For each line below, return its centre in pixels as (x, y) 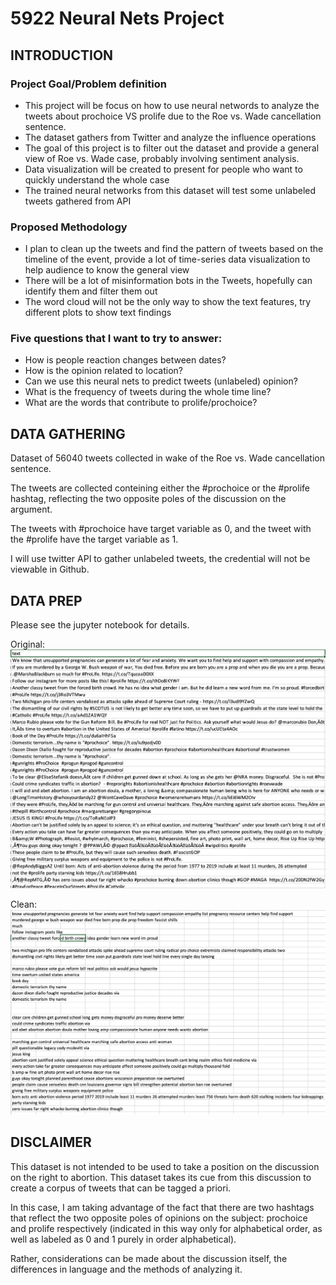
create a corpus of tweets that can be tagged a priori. (121, 1188)
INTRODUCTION (62, 55)
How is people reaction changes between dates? (125, 360)
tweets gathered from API (78, 201)
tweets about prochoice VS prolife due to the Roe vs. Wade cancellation (173, 116)
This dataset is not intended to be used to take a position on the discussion (165, 1166)
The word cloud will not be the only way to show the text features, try (168, 302)
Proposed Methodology (69, 227)
